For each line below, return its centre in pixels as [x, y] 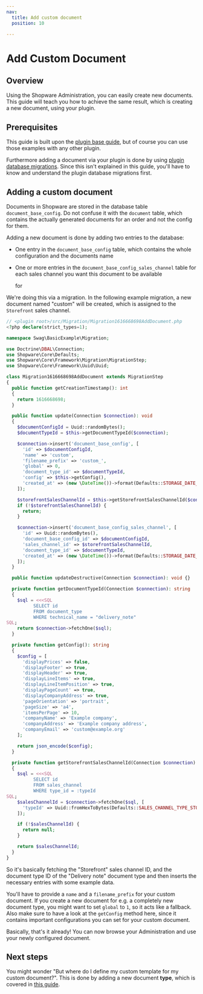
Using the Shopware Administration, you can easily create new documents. [100, 95]
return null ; [39, 830]
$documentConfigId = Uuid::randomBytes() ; [71, 427]
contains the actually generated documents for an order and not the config [99, 219]
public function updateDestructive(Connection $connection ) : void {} [101, 578]
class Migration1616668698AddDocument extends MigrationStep [85, 377]
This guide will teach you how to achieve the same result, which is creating [99, 102]
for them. [18, 226]
